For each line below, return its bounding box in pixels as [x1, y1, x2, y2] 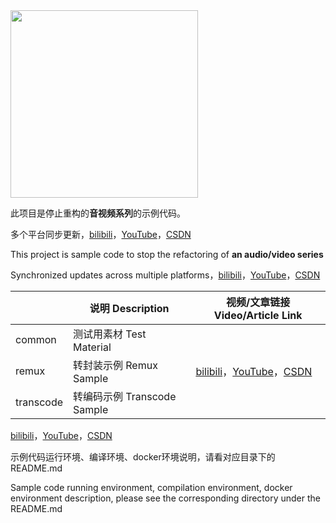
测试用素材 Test [73, 327, 147, 341]
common [15, 333, 57, 346]
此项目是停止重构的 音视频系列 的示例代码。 [10, 207, 186, 219]
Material [73, 340, 112, 354]
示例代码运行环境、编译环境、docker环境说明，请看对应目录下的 [10, 451, 276, 463]
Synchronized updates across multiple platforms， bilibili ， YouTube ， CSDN [10, 269, 321, 281]
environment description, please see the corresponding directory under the [10, 492, 322, 504]
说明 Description [89, 302, 170, 315]
